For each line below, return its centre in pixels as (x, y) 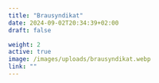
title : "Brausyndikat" (46, 15)
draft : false (30, 30)
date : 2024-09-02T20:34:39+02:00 (64, 23)
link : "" (23, 67)
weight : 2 (25, 44)
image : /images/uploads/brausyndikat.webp (79, 59)
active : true (30, 52)
